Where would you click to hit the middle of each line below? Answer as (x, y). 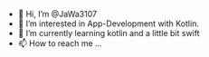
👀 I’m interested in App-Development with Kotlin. (108, 24)
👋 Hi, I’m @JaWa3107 (57, 14)
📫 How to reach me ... (60, 43)
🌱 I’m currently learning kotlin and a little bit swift (109, 33)
